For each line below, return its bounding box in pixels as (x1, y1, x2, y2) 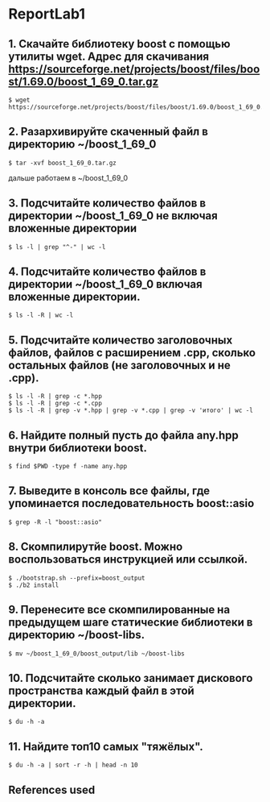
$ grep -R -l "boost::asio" (8, 517, 103, 526)
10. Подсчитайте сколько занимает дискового (8, 671, 253, 685)
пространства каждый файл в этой (8, 684, 194, 697)
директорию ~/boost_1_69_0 (8, 138, 157, 152)
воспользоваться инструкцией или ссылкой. (8, 553, 248, 567)
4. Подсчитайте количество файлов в (8, 265, 207, 279)
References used (8, 783, 96, 796)
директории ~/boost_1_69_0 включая (8, 277, 202, 291)
